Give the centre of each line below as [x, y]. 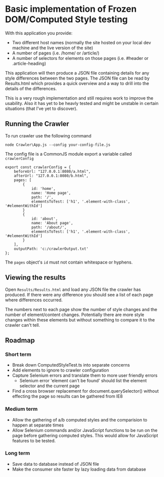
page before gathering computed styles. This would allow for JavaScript [85, 435]
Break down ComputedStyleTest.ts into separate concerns [71, 365]
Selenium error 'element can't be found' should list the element [83, 381]
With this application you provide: [39, 33]
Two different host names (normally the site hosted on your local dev [82, 42]
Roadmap [20, 340]
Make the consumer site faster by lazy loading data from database [79, 469]
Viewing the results [35, 278]
